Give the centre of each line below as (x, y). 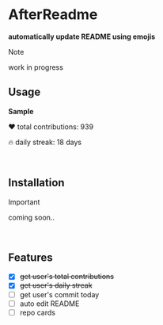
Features (30, 257)
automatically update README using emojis (82, 36)
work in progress (36, 67)
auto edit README (49, 304)
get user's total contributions (67, 277)
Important (24, 202)
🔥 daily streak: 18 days (45, 142)
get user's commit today (59, 294)
